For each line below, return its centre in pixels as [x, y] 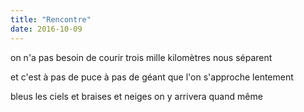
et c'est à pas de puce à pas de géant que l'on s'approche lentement [152, 77]
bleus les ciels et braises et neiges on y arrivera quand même [136, 96]
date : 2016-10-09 [46, 29]
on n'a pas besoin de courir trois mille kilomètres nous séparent [141, 57]
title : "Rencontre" [51, 19]
